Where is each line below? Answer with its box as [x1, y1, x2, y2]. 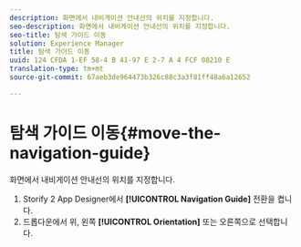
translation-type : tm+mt [9, 65, 104, 74]
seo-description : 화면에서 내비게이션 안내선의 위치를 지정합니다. [9, 22, 231, 31]
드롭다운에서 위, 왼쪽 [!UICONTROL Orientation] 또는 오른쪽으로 [22, 216, 257, 227]
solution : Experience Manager [9, 38, 125, 48]
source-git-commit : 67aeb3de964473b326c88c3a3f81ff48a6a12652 [9, 73, 251, 82]
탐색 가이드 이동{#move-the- [9, 122, 222, 143]
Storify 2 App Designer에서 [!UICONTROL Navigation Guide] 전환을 [22, 193, 275, 204]
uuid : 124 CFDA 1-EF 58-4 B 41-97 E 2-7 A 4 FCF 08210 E [9, 56, 231, 65]
